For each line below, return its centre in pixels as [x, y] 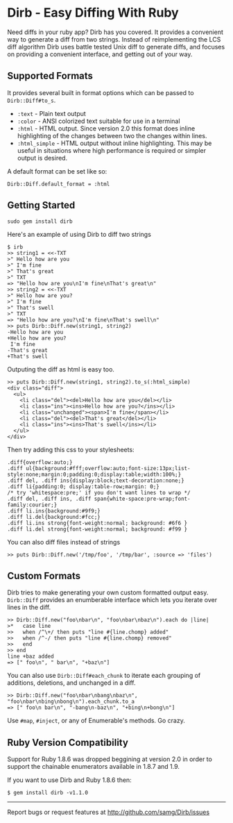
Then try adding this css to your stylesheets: [71, 449]
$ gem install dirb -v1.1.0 [48, 793]
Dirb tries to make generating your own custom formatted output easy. [108, 592]
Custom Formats [44, 575]
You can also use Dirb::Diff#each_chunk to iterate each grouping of [104, 676]
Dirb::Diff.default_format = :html [59, 184]
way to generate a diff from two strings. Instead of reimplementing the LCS [114, 39]
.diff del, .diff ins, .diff [49, 499]
